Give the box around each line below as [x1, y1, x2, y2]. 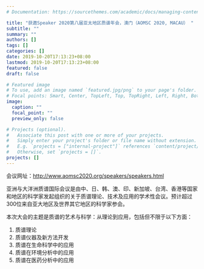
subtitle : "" [6, 26, 39, 32]
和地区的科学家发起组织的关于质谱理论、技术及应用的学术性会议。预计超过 [6, 192, 192, 200]
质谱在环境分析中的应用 [15, 248, 74, 256]
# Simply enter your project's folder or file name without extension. [6, 138, 197, 144]
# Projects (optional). [6, 126, 67, 132]
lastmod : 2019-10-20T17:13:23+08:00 [6, 59, 99, 66]
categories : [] [6, 48, 45, 55]
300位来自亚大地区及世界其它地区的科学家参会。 [6, 200, 129, 207]
